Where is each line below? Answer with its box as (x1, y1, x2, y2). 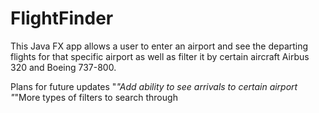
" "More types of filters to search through (10, 91, 178, 103)
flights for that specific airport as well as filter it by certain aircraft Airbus (10, 50, 310, 62)
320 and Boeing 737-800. (10, 61, 117, 73)
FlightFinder (10, 7, 114, 30)
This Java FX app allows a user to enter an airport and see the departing (10, 40, 309, 52)
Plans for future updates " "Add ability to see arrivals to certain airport (10, 80, 298, 92)
